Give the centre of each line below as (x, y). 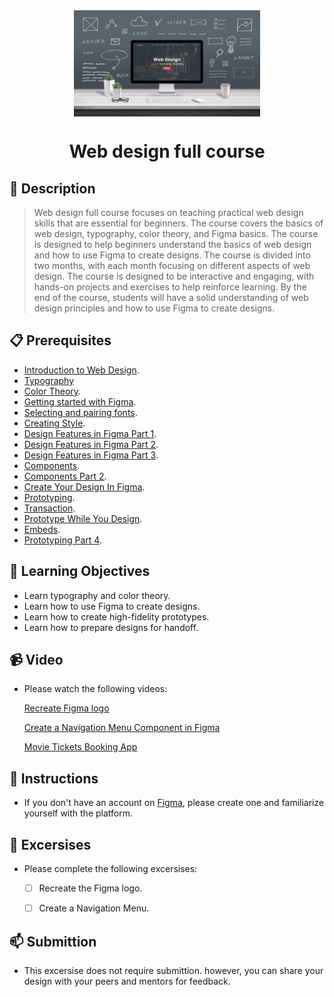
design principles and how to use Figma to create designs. (154, 308)
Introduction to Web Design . (81, 370)
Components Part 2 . (65, 476)
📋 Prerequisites (60, 340)
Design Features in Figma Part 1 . (90, 433)
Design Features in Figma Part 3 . (91, 455)
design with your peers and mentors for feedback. (127, 981)
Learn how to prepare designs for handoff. (111, 627)
